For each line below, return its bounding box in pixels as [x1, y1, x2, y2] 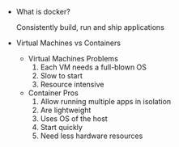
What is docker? [15, 7, 70, 16]
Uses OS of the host [40, 114, 108, 124]
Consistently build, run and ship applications [15, 23, 164, 31]
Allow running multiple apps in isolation [40, 97, 172, 106]
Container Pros [28, 88, 79, 98]
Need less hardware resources [40, 131, 143, 141]
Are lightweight [40, 105, 92, 115]
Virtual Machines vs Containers [15, 38, 121, 48]
